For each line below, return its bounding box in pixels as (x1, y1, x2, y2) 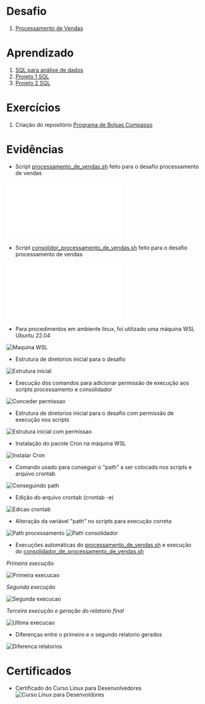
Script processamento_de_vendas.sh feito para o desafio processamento (15, 162, 199, 170)
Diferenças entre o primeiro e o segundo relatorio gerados (15, 630, 162, 638)
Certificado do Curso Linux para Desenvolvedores (15, 684, 142, 692)
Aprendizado (6, 46, 74, 60)
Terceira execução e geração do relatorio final (6, 607, 124, 614)
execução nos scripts (15, 415, 70, 423)
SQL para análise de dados (15, 66, 84, 74)
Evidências (6, 143, 64, 156)
